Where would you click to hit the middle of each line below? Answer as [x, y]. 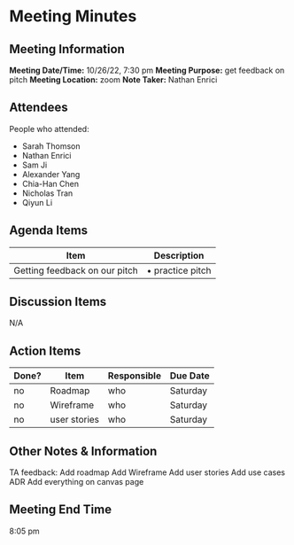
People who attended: [50, 128]
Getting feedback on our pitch [76, 270]
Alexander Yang [51, 174]
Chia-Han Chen [50, 183]
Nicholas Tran [47, 193]
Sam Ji [35, 165]
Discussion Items [58, 302]
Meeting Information [67, 49]
